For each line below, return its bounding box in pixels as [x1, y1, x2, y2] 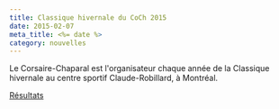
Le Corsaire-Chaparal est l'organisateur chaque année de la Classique [9, 63, 270, 74]
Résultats [9, 90, 44, 101]
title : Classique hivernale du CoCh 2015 [9, 13, 167, 23]
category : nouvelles [9, 38, 87, 48]
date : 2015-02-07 [9, 22, 75, 31]
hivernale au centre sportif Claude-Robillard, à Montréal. [9, 73, 219, 84]
